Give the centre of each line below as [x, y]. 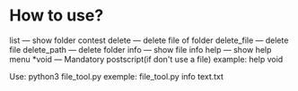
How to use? [57, 16]
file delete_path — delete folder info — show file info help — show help [140, 49]
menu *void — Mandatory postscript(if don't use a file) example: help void [146, 59]
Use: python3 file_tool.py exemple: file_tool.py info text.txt [117, 76]
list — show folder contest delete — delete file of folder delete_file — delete [149, 40]
